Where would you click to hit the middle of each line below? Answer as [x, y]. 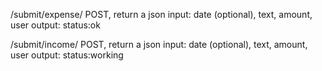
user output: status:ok [55, 25]
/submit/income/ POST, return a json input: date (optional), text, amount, [159, 44]
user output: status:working [67, 55]
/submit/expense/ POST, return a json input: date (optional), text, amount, [161, 14]
